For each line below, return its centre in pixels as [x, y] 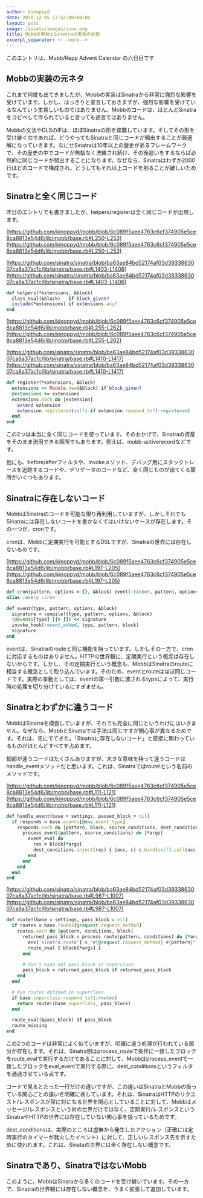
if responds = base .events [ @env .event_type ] [69, 822]
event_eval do [46, 839]
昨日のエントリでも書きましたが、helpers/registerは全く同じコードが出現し [100, 212]
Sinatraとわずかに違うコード [60, 707]
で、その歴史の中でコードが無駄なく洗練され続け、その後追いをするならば [99, 152]
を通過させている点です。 [38, 1074]
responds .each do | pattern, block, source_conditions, [88, 827]
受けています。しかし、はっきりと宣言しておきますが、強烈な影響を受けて [98, 102]
